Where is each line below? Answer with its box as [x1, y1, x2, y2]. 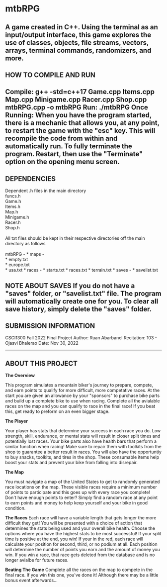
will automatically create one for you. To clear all [5, 297, 159, 305]
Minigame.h [5, 214, 29, 220]
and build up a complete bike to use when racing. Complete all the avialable [5, 398, 160, 404]
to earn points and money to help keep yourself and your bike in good [5, 500, 148, 506]
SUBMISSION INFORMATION [5, 321, 95, 330]
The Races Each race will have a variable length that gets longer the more [5, 515, 157, 521]
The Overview [5, 373, 35, 379]
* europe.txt [5, 262, 30, 268]
